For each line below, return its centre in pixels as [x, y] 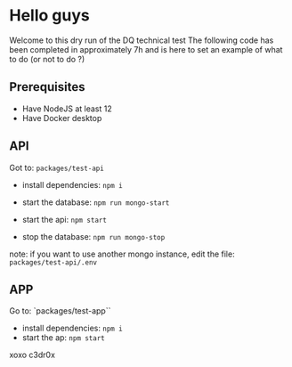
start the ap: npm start [63, 338]
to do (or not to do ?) [47, 59]
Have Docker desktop [62, 118]
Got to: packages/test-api [57, 167]
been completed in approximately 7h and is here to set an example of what [146, 49]
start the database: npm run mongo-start [96, 202]
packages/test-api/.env [53, 262]
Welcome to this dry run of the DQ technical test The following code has [142, 40]
